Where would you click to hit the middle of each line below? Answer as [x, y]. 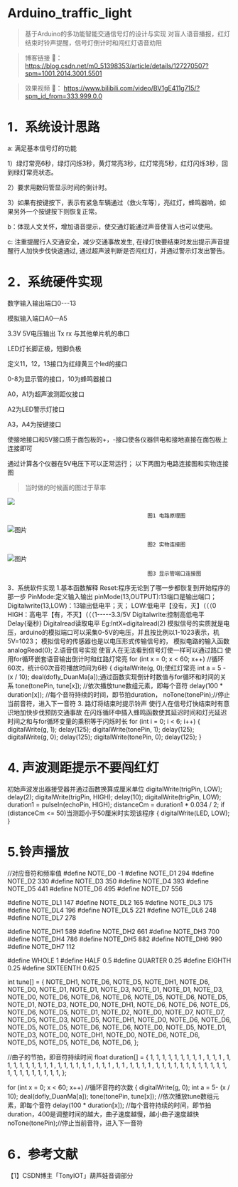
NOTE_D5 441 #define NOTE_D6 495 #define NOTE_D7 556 [95, 888]
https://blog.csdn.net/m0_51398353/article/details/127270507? [117, 66]
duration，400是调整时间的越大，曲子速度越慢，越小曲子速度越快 [103, 1114]
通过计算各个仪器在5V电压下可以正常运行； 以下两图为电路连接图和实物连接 [118, 463]
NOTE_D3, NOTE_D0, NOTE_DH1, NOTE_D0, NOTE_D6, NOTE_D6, [104, 1035]
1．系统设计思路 [54, 127]
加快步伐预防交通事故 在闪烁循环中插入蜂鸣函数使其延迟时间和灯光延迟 [123, 712]
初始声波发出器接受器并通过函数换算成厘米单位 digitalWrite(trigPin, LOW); [115, 789]
